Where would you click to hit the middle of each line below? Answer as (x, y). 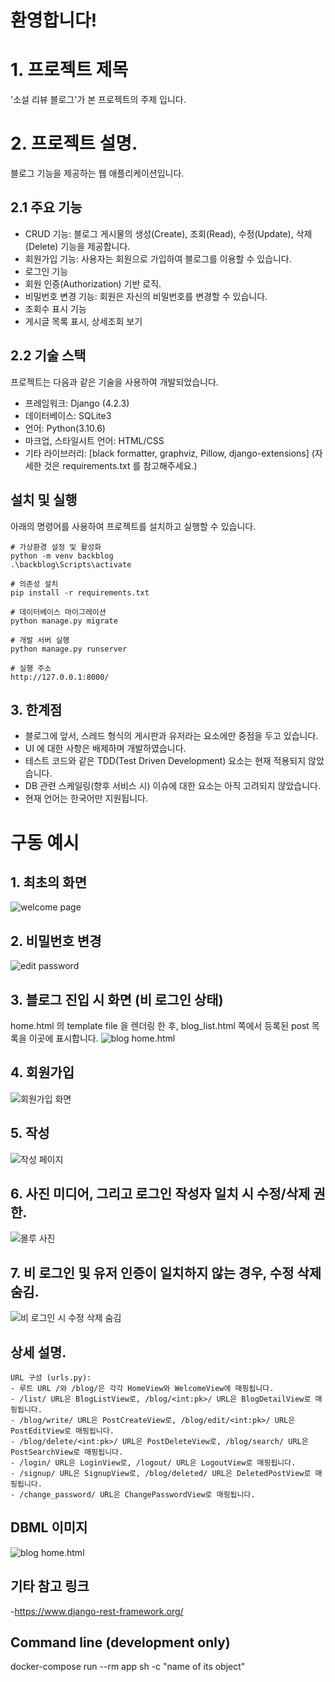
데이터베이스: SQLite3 (68, 415)
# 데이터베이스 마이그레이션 (58, 612)
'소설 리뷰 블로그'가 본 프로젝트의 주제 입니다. (98, 100)
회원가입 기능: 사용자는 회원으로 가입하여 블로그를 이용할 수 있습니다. (158, 258)
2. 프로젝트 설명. (74, 143)
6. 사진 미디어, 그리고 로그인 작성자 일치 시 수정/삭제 (160, 1193)
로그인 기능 (46, 271)
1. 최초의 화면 (48, 882)
